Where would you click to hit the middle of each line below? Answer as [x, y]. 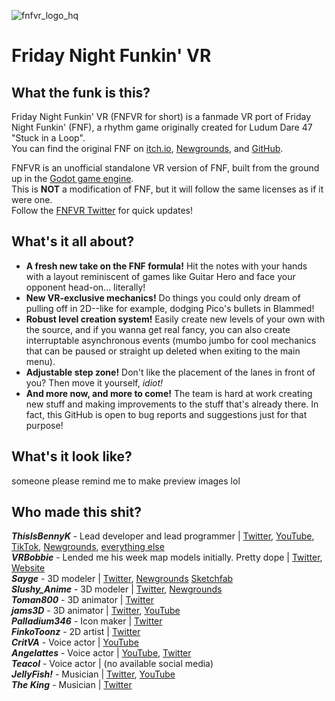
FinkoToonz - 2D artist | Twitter [76, 632]
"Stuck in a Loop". [48, 138]
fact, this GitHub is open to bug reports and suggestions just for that [166, 414]
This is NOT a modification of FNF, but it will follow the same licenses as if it [167, 189]
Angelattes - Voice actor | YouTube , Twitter [101, 653]
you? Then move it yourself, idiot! [94, 382]
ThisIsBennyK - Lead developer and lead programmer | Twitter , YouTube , [163, 536]
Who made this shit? [77, 512]
